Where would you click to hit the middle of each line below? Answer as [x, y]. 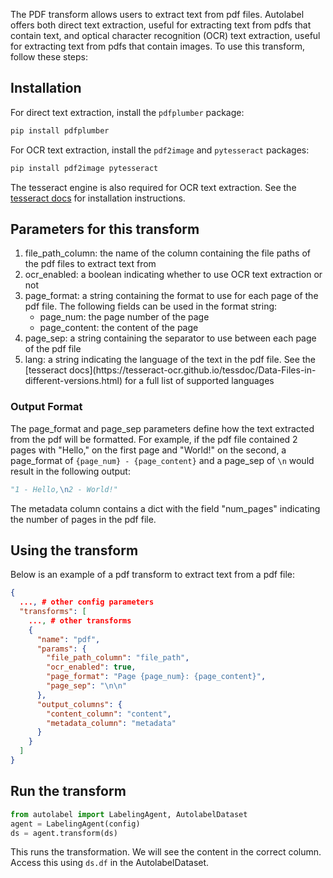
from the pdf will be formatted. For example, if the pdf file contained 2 [154, 439]
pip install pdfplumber [60, 130]
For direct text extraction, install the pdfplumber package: [127, 112]
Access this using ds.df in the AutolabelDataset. [110, 863]
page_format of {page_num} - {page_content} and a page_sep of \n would [162, 460]
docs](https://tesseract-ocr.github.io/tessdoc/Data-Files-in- [193, 370]
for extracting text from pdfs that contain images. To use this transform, [158, 46]
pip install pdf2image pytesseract [84, 168]
